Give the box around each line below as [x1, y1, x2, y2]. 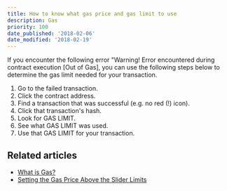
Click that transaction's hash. [17, 107, 102, 115]
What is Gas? [17, 168, 56, 176]
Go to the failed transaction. [17, 84, 98, 93]
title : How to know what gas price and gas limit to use [7, 10, 177, 18]
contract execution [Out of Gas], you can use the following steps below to [7, 63, 221, 72]
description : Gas [7, 17, 58, 24]
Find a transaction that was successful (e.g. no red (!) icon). [17, 99, 191, 107]
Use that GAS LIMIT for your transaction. [17, 129, 135, 138]
